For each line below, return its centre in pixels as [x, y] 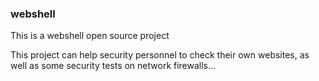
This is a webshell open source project [90, 36]
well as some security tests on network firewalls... [113, 66]
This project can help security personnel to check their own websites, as [160, 55]
